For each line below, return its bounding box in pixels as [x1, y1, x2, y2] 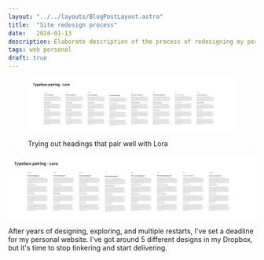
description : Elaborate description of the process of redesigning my [8, 38, 244, 46]
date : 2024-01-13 [8, 29, 72, 37]
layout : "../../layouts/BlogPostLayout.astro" [8, 13, 163, 20]
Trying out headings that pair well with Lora [27, 138, 169, 148]
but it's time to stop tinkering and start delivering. [8, 244, 167, 253]
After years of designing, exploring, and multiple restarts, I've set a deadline [8, 226, 254, 236]
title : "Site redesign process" [8, 20, 118, 29]
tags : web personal [8, 46, 72, 54]
